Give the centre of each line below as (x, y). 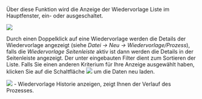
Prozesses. (20, 90)
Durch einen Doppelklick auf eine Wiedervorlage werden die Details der (96, 39)
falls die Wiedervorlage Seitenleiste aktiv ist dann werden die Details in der (100, 52)
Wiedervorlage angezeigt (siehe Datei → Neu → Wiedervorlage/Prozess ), (98, 45)
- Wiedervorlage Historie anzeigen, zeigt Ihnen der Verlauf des (92, 84)
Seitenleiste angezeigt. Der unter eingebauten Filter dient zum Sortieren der (101, 58)
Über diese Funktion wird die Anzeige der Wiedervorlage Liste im (88, 9)
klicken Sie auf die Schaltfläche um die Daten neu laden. (81, 72)
